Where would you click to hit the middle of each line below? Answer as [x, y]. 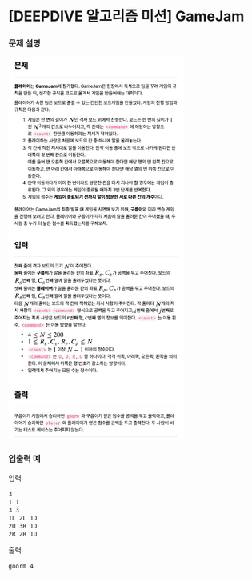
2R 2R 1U [23, 534]
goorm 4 [21, 566]
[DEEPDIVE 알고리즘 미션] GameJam [126, 16]
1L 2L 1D [23, 518]
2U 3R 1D [23, 526]
